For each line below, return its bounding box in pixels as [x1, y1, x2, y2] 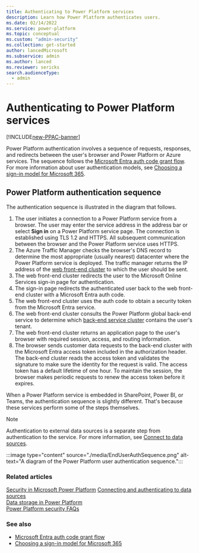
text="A [6, 458, 25, 465]
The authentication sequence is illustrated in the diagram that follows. [6, 203, 177, 211]
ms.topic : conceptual [6, 31, 60, 37]
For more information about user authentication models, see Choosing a [6, 164, 182, 171]
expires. [14, 379, 34, 387]
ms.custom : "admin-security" [6, 36, 78, 42]
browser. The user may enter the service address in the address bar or [14, 221, 188, 228]
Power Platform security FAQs [6, 505, 80, 512]
